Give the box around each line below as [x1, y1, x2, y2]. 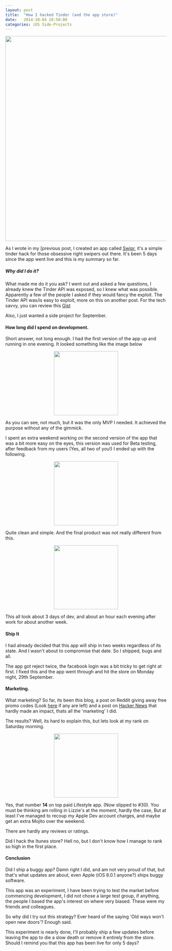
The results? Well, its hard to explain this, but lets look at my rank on [5, 718, 149, 724]
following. [5, 451, 26, 458]
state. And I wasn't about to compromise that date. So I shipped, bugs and [5, 648, 162, 654]
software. [5, 877, 26, 884]
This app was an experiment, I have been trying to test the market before [5, 887, 159, 894]
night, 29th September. [5, 674, 54, 680]
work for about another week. [5, 619, 68, 625]
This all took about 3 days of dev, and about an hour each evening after [5, 613, 156, 620]
